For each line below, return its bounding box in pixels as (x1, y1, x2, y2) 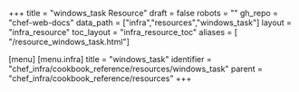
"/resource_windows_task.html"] (8, 36, 130, 47)
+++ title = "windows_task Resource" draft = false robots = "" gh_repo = (8, 8, 278, 18)
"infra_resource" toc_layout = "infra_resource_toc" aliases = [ (8, 27, 237, 37)
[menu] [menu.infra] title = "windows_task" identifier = (8, 54, 212, 64)
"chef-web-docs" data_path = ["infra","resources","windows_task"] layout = (8, 17, 292, 28)
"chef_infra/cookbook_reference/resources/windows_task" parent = (8, 63, 264, 74)
